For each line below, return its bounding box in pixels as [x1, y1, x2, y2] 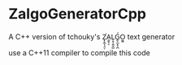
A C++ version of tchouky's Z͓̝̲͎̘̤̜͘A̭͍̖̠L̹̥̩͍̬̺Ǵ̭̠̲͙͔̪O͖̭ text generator [8, 31, 175, 41]
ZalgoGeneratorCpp [8, 5, 146, 23]
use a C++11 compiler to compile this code [8, 47, 150, 57]
